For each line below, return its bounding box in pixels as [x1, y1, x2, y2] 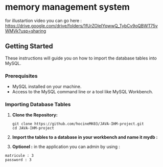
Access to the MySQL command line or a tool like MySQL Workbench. [12, 89, 153, 95]
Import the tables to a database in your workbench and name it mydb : [12, 134, 158, 140]
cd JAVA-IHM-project [12, 126, 54, 131]
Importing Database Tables [5, 101, 71, 107]
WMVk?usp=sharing [5, 28, 47, 34]
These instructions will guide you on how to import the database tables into [5, 55, 157, 61]
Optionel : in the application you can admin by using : [12, 144, 120, 150]
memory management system [5, 1, 130, 13]
